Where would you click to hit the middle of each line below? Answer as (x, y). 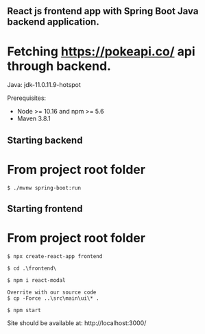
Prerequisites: (27, 98)
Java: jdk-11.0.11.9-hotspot (44, 85)
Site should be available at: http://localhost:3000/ (77, 323)
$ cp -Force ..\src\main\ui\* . (53, 298)
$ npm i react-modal (37, 280)
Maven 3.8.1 (34, 118)
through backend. (59, 66)
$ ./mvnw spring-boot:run (44, 188)
